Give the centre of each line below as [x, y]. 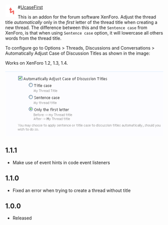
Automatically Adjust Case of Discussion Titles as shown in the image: [78, 53]
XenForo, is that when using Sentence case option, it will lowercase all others [84, 33]
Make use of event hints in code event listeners [61, 162]
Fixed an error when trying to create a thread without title [71, 190]
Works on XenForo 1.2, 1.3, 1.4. [37, 63]
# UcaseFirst [30, 7]
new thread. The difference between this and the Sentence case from [76, 28]
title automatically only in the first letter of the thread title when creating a [81, 22]
